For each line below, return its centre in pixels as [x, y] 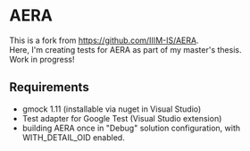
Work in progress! [42, 59]
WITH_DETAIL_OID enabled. [73, 137]
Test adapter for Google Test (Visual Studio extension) [122, 118]
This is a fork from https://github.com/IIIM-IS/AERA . [104, 40]
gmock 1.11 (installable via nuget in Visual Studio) [112, 109]
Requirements [49, 87]
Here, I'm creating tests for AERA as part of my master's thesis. [125, 49]
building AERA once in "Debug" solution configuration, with [131, 128]
